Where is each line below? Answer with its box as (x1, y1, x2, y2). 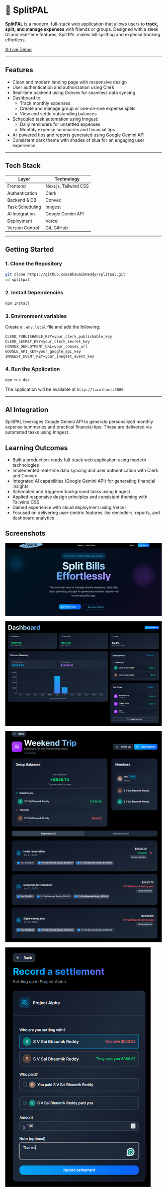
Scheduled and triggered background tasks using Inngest (12, 489, 130, 495)
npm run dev (5, 377, 30, 382)
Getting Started (5, 245, 54, 254)
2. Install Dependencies (5, 289, 64, 296)
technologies (12, 462, 39, 468)
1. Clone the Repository (5, 260, 62, 267)
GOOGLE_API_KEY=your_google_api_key (5, 349, 81, 354)
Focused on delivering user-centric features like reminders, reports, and (12, 510, 160, 516)
